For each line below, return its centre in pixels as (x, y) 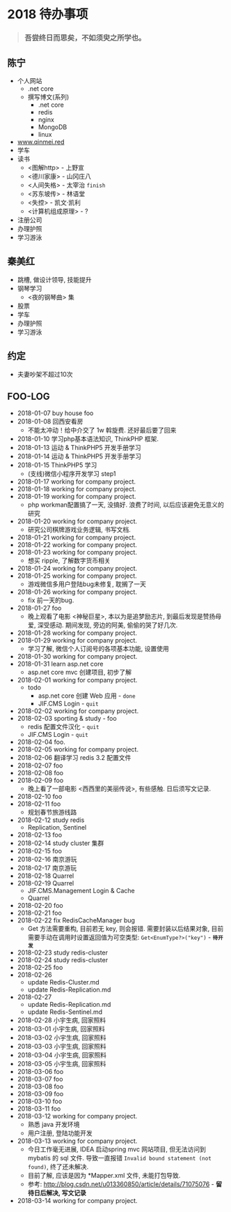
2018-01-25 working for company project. (77, 576)
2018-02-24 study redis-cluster (63, 960)
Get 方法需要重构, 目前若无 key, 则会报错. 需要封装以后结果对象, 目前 (126, 929)
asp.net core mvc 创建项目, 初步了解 (80, 672)
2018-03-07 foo (40, 1079)
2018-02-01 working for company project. (77, 680)
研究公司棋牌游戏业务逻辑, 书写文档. (79, 530)
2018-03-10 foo (40, 1101)
